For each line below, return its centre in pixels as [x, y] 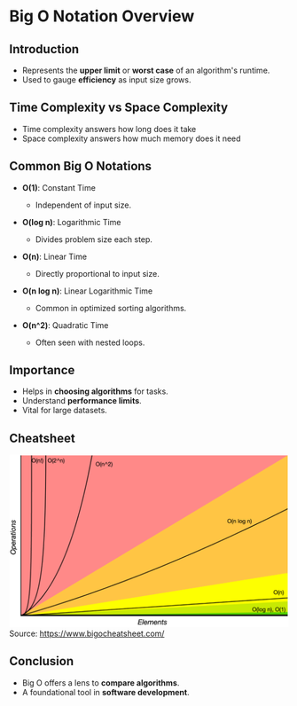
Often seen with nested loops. [90, 342]
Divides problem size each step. [94, 239]
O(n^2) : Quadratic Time [65, 325]
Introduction [44, 49]
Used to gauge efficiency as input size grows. [106, 80]
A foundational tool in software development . [106, 692]
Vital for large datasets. [65, 411]
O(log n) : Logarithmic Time [71, 222]
